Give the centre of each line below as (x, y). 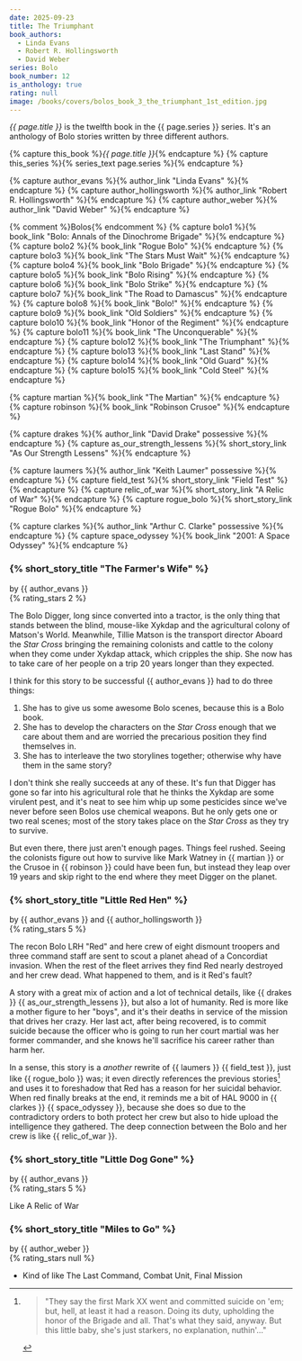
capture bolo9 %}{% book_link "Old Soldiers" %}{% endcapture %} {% (142, 313)
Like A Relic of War (44, 1205)
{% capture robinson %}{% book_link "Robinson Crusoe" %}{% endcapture (150, 407)
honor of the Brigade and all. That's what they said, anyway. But (163, 1320)
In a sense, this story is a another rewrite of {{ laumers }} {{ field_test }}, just (150, 1067)
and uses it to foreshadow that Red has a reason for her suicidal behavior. (146, 1088)
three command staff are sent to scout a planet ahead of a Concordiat (138, 956)
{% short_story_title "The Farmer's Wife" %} (109, 569)
